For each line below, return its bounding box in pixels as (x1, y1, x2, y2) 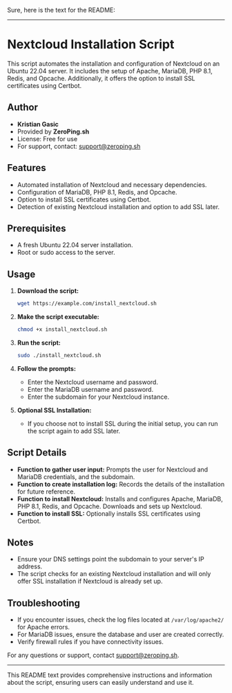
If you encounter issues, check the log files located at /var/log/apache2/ (17, 615, 224, 624)
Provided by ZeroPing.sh (17, 127, 90, 136)
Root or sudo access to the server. (17, 249, 115, 257)
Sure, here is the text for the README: (7, 6, 116, 14)
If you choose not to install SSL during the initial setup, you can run (27, 419, 219, 428)
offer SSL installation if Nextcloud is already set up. (17, 577, 163, 586)
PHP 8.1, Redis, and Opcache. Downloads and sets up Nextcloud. (17, 502, 202, 510)
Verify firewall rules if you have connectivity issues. (17, 638, 164, 646)
